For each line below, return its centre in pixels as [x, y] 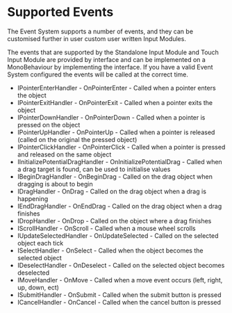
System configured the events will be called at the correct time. [98, 74]
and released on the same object [64, 154]
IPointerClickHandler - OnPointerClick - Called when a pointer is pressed [121, 147]
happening [33, 198]
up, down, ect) [38, 287]
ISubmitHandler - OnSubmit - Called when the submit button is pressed [119, 295]
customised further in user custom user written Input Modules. [97, 38]
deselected [33, 273]
